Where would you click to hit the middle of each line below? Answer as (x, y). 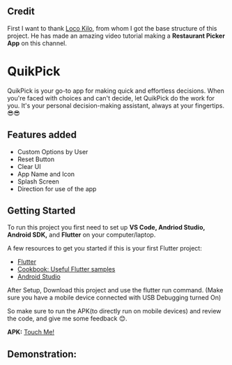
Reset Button (36, 159)
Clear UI (29, 166)
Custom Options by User (53, 151)
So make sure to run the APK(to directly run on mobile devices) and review (114, 311)
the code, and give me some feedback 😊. (67, 319)
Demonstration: (42, 354)
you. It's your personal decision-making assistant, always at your (100, 105)
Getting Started (41, 210)
